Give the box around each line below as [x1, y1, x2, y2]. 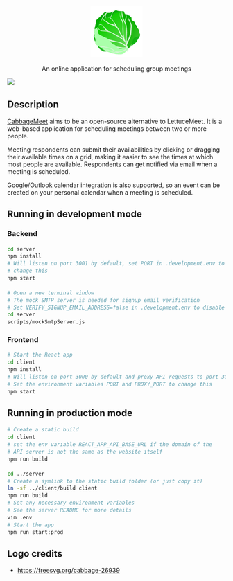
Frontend [7, 335, 39, 345]
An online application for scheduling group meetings [41, 64, 192, 73]
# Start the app [7, 521, 54, 528]
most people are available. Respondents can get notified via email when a [7, 160, 218, 168]
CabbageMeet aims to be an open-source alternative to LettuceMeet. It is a [7, 117, 223, 125]
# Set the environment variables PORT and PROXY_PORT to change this [7, 380, 213, 388]
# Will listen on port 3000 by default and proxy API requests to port [7, 373, 218, 381]
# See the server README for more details [7, 507, 132, 514]
